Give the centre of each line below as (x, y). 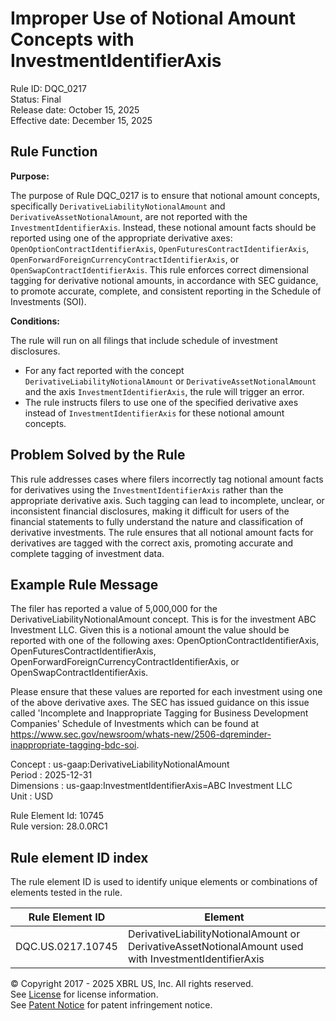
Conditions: (35, 321)
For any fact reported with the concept (104, 370)
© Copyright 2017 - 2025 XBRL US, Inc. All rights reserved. (132, 984)
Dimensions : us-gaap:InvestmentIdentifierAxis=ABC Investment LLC (151, 786)
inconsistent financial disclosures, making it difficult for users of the (150, 511)
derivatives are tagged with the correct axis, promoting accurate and (151, 543)
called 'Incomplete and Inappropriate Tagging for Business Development (159, 713)
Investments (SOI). (48, 301)
